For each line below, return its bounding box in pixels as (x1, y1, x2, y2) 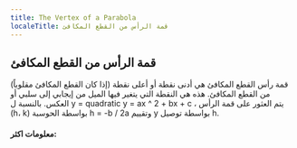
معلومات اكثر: (10, 128, 57, 139)
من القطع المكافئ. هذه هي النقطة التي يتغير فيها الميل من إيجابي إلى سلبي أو (10, 88, 271, 99)
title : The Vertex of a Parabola (10, 13, 137, 23)
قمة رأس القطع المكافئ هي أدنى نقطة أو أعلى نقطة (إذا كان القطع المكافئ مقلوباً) (10, 79, 289, 90)
